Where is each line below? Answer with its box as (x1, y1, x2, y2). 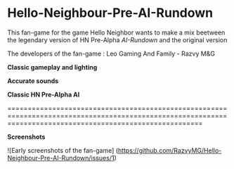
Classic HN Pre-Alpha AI (7, 90, 80, 99)
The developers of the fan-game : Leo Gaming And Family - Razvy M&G (7, 49, 216, 58)
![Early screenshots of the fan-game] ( (7, 146, 118, 154)
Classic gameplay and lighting (7, 63, 98, 71)
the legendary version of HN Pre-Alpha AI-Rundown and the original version (7, 35, 228, 44)
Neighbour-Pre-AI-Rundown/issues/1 (7, 154, 115, 162)
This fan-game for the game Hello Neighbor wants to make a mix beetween (7, 28, 226, 37)
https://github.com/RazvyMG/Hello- (117, 146, 222, 154)
